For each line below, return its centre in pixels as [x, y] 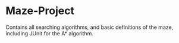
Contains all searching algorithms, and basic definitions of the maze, [89, 27]
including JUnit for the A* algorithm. [49, 33]
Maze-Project [40, 11]
